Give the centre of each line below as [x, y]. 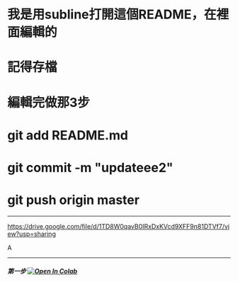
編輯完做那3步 [49, 102]
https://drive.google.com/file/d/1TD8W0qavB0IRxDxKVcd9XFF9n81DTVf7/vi [119, 226]
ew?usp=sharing [32, 234]
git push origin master [74, 200]
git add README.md [68, 135]
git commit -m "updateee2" [90, 168]
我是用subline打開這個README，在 [112, 15]
